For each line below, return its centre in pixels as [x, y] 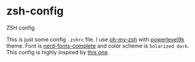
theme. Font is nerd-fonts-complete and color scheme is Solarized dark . [98, 46]
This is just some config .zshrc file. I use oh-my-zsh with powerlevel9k [95, 39]
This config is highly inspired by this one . [58, 52]
